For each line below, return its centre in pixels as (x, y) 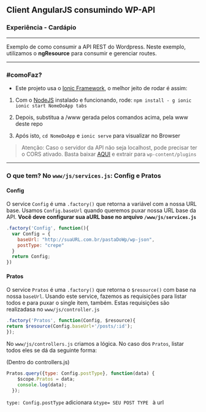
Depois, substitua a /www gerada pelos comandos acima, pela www (102, 117)
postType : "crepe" (41, 245)
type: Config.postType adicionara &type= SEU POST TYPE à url (85, 402)
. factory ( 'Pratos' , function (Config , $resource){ (71, 321)
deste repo (29, 124)
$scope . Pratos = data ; (46, 379)
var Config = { (31, 234)
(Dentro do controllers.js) (38, 362)
